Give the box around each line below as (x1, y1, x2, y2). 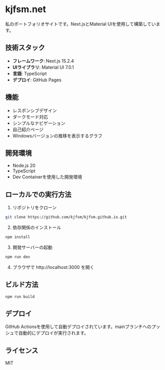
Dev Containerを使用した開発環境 (12, 174, 82, 180)
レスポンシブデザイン (12, 107, 57, 113)
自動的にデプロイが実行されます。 (18, 330, 89, 336)
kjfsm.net (5, 4, 46, 15)
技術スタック (5, 43, 45, 52)
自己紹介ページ (12, 126, 44, 132)
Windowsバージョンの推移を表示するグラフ (12, 132, 103, 138)
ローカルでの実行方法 (5, 190, 71, 199)
